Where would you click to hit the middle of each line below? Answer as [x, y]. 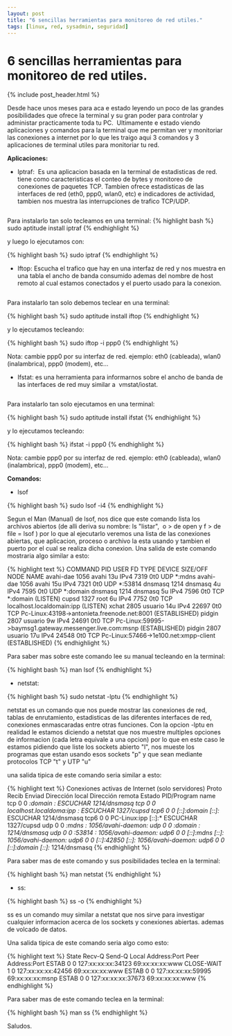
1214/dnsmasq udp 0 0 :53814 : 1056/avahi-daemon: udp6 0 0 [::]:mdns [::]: [116, 833]
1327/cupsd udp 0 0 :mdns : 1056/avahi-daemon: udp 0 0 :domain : [104, 825]
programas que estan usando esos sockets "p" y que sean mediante [105, 754]
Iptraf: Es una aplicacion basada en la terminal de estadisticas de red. [117, 172]
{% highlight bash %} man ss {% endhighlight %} [78, 1012]
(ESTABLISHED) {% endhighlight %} [59, 643]
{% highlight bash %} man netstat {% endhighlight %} [84, 874]
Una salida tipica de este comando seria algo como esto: [88, 943]
